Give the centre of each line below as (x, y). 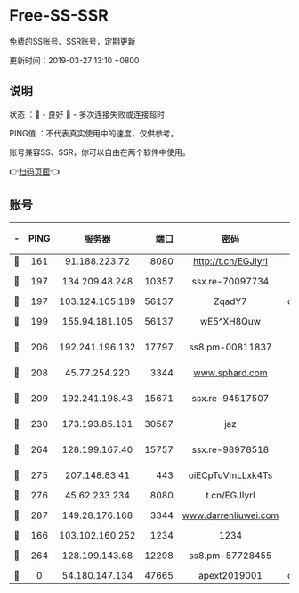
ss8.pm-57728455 (230, 556)
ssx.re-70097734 (230, 281)
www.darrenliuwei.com (230, 515)
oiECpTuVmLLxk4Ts (230, 475)
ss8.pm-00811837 (230, 347)
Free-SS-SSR (59, 16)
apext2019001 (230, 575)
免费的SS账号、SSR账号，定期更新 (73, 41)
